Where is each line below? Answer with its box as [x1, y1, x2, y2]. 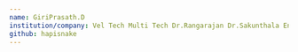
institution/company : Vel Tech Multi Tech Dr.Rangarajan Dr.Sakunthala [9, 21, 279, 30]
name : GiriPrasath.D [9, 12, 86, 22]
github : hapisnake [9, 29, 77, 38]
